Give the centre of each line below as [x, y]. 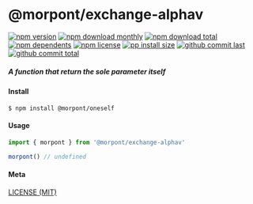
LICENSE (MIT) [32, 192]
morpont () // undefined [47, 157]
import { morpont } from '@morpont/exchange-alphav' [97, 142]
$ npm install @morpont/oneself [61, 108]
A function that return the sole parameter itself [87, 71]
